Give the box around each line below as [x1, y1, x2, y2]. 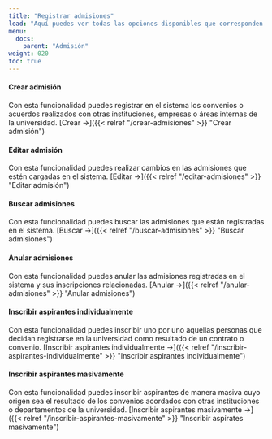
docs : [15, 34, 35, 43]
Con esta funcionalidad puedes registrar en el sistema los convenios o [8, 101, 244, 111]
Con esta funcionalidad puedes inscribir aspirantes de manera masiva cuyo [8, 388, 261, 398]
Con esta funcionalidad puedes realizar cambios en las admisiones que [8, 163, 247, 173]
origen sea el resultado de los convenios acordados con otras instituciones [8, 396, 260, 406]
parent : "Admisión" [23, 42, 89, 50]
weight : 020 [8, 50, 49, 58]
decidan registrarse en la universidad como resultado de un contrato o [8, 333, 244, 343]
